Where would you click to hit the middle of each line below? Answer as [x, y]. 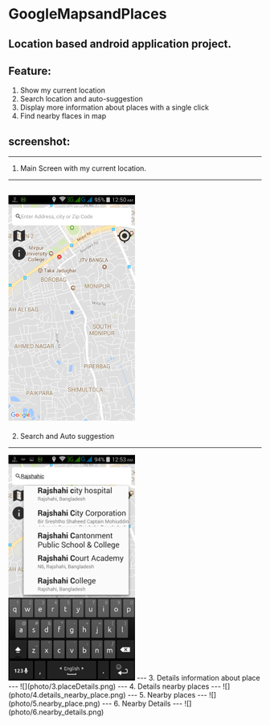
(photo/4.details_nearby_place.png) [67, 695]
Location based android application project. [120, 44]
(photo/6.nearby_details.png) [56, 712]
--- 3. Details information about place [198, 678]
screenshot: [39, 141]
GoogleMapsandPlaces [88, 14]
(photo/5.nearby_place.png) [54, 704]
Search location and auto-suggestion [81, 99]
